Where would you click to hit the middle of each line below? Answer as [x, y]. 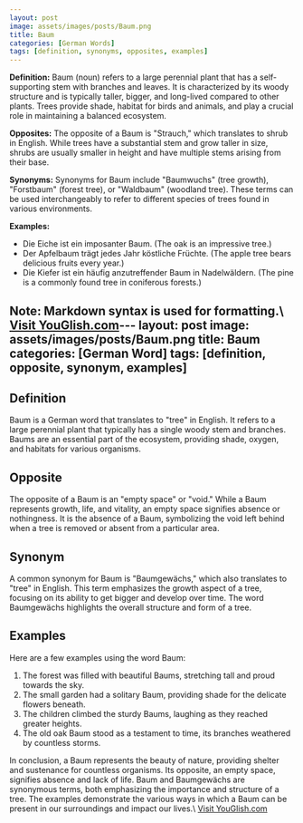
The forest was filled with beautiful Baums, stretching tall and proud [149, 675]
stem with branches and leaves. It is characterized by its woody [170, 87]
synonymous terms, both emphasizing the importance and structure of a [144, 789]
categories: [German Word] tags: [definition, [138, 353]
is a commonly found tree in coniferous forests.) [112, 283]
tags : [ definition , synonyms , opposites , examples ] [109, 52]
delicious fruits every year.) [73, 263]
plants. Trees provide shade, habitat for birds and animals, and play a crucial [151, 106]
